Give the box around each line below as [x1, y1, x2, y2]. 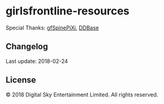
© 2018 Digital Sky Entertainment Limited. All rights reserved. [5, 91, 159, 98]
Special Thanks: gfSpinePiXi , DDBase [5, 24, 99, 31]
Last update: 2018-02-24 [5, 57, 68, 64]
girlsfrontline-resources [5, 4, 130, 18]
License [5, 75, 36, 85]
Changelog [5, 41, 48, 52]
